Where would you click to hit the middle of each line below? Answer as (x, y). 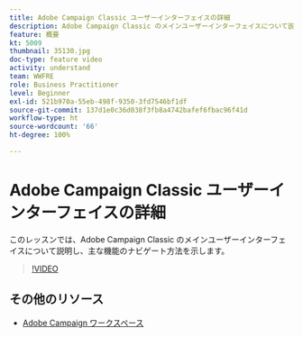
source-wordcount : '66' (54, 127)
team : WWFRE (32, 77)
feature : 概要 (35, 34)
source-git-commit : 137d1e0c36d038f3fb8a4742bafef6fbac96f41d (129, 110)
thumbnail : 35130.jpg (50, 51)
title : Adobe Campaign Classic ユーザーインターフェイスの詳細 (120, 18)
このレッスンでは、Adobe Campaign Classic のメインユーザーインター (140, 239)
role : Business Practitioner (64, 85)
